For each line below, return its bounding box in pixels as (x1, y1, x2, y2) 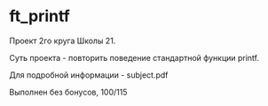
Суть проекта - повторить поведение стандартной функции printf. (9, 52, 260, 63)
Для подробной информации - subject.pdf (9, 69, 169, 80)
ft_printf (9, 6, 71, 26)
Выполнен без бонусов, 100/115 (9, 87, 128, 97)
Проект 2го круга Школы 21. (9, 35, 116, 46)
